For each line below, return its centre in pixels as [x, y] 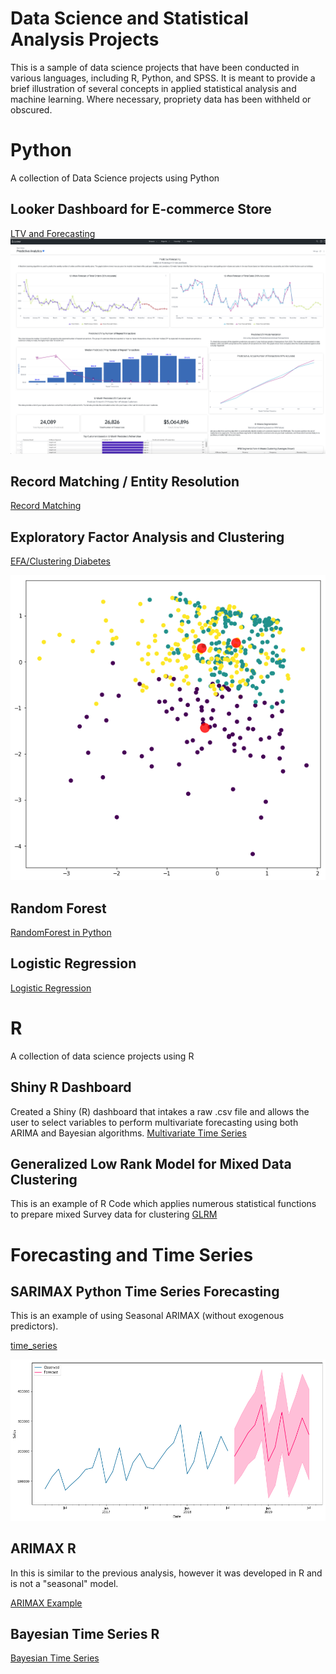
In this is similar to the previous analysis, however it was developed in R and [166, 1573]
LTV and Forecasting [53, 233]
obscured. [31, 109]
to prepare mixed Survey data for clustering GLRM [114, 1214]
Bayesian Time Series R [85, 1633]
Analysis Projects [85, 39]
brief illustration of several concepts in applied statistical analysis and [153, 88]
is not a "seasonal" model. [64, 1583]
